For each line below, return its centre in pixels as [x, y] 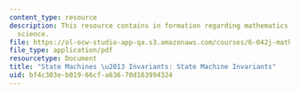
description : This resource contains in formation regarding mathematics [149, 26]
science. [33, 34]
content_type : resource [53, 17]
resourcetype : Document [53, 58]
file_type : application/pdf [61, 50]
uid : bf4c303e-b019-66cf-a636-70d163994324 [91, 75]
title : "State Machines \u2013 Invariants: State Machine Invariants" [143, 67]
